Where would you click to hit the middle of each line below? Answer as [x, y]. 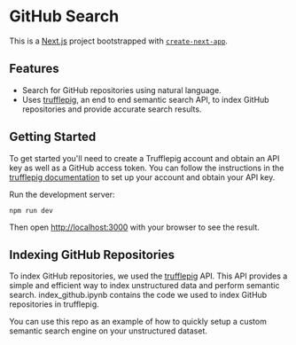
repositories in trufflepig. [54, 304]
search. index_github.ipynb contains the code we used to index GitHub [138, 295]
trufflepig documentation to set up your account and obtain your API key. [142, 177]
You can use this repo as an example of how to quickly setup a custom [138, 322]
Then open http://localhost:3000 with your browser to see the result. [134, 227]
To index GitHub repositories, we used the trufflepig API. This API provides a [148, 276]
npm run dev [31, 210]
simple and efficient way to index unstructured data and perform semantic [144, 286]
